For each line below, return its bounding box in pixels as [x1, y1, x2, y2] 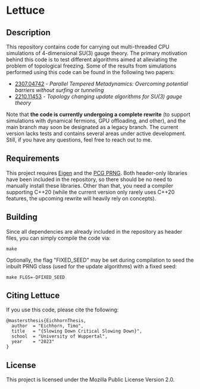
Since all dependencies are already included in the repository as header [6, 228, 183, 235]
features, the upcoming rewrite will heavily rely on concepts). [6, 195, 157, 202]
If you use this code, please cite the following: [6, 306, 119, 314]
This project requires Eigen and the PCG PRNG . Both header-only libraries [6, 169, 187, 176]
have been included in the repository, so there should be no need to [6, 176, 173, 183]
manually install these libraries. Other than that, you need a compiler [6, 182, 174, 189]
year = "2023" [11, 339, 55, 345]
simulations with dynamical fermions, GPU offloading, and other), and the [6, 117, 186, 124]
